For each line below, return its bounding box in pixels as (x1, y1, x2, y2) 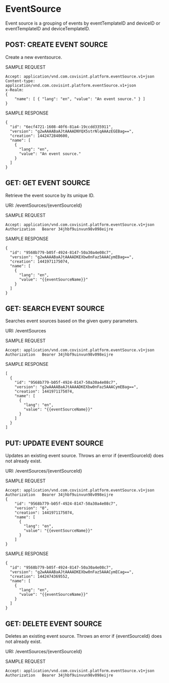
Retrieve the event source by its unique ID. (5, 192, 95, 198)
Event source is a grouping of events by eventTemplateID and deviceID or (5, 20, 160, 26)
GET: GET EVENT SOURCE (5, 179, 91, 187)
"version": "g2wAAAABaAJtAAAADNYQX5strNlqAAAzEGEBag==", (10, 129, 134, 134)
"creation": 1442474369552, (10, 574, 70, 579)
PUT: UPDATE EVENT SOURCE (5, 439, 104, 447)
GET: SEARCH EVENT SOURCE (5, 304, 105, 313)
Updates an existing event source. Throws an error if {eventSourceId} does (5, 453, 164, 459)
